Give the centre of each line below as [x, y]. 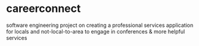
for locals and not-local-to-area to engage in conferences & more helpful [96, 31]
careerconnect [43, 9]
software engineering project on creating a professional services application [100, 25]
